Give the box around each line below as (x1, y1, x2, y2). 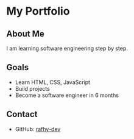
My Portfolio (6, 4, 70, 18)
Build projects (15, 85, 50, 92)
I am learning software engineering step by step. (6, 45, 128, 52)
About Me (6, 29, 44, 39)
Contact (6, 109, 38, 119)
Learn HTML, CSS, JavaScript (15, 78, 90, 86)
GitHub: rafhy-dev (15, 125, 61, 132)
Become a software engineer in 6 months (15, 91, 119, 99)
